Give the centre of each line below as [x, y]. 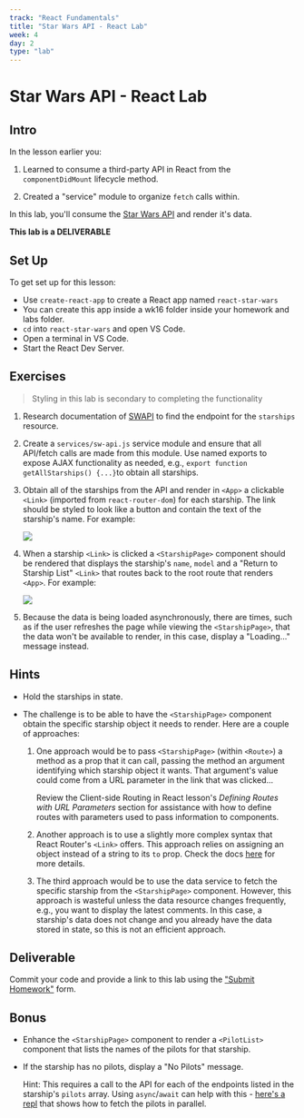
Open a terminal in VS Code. [76, 338]
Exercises [38, 376]
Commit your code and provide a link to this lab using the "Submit [132, 979]
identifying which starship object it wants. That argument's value [157, 770]
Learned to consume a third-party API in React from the [127, 170]
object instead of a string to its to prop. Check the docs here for [155, 854]
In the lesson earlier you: [55, 152]
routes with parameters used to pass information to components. [157, 816]
